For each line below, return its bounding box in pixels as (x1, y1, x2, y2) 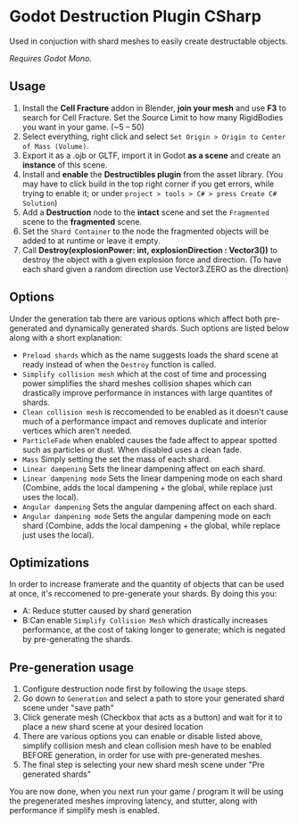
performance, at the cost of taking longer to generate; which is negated (21, 624, 286, 635)
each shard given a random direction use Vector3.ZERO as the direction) (21, 263, 289, 274)
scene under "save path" (21, 703, 114, 713)
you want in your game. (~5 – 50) (21, 121, 145, 132)
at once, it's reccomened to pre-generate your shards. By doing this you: (9, 589, 277, 599)
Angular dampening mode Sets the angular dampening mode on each (21, 510, 271, 521)
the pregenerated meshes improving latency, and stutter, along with (9, 795, 258, 806)
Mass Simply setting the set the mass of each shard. (21, 453, 211, 465)
